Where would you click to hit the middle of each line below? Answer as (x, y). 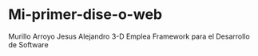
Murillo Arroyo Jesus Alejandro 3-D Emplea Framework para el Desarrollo (129, 36)
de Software (29, 44)
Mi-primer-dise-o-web (85, 15)
